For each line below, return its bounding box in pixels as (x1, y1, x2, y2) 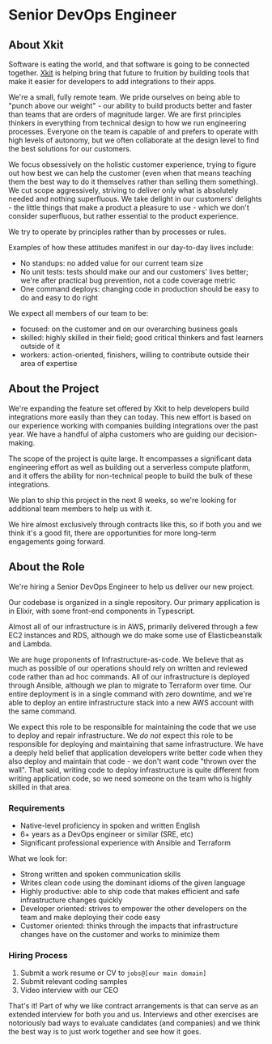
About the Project (8, 382, 100, 396)
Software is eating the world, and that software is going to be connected (8, 59, 250, 69)
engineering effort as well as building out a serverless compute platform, (8, 462, 251, 471)
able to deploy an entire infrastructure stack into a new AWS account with (8, 697, 254, 707)
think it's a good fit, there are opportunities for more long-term (8, 528, 217, 538)
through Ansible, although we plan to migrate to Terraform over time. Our (8, 680, 253, 690)
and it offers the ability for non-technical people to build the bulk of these (8, 471, 253, 480)
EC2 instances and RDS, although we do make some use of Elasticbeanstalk (8, 630, 263, 640)
